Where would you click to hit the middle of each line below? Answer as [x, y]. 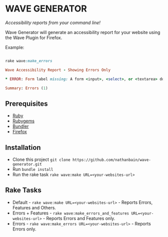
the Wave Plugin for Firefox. [34, 38]
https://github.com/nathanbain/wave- [111, 160]
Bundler [20, 126]
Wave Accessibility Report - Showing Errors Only [58, 70]
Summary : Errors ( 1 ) [27, 88]
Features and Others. [34, 207]
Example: [15, 47]
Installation [23, 148]
